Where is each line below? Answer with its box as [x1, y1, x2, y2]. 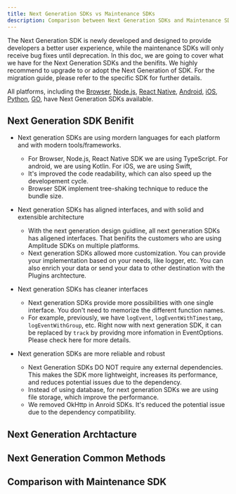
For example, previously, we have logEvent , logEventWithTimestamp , [27, 313, 223, 322]
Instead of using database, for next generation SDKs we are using [27, 386, 219, 394]
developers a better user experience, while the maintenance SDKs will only [7, 44, 224, 52]
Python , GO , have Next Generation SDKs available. [7, 94, 154, 103]
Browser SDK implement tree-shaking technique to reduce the [27, 184, 209, 193]
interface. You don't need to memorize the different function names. [27, 306, 225, 315]
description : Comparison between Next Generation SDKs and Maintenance [7, 17, 221, 24]
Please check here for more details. [27, 336, 131, 344]
